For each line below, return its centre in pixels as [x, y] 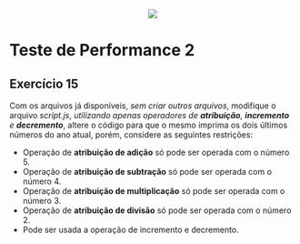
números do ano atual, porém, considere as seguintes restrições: [131, 135]
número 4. [42, 181]
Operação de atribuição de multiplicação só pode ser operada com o [154, 191]
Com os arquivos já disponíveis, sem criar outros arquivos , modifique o [143, 106]
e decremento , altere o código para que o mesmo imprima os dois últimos [149, 125]
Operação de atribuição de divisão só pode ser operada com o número [157, 210]
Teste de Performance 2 [102, 51]
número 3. [42, 201]
